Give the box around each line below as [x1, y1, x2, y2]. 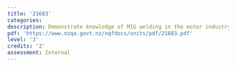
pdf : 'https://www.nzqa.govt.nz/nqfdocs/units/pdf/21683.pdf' [7, 29, 193, 37]
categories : [7, 17, 42, 24]
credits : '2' [7, 43, 46, 50]
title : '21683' [7, 10, 52, 17]
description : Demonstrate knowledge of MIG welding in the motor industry [7, 23, 231, 30]
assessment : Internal [7, 50, 71, 57]
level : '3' [7, 36, 39, 43]
